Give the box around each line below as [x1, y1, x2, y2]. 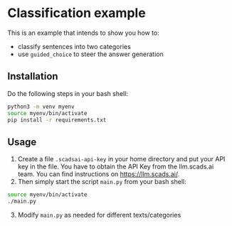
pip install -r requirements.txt [7, 116, 107, 124]
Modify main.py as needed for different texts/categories [17, 210, 181, 219]
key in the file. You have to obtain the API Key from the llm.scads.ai [17, 162, 214, 171]
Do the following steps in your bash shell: [7, 89, 128, 97]
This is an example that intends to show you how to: [7, 28, 160, 37]
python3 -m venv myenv [7, 103, 75, 110]
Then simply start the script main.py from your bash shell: [17, 178, 186, 186]
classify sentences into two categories [17, 42, 132, 50]
